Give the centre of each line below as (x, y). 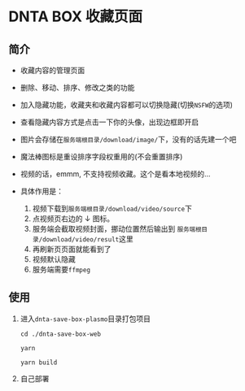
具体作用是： (42, 191)
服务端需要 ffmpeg (61, 269)
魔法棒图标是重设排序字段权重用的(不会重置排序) (101, 156)
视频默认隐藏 (54, 259)
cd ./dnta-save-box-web (61, 334)
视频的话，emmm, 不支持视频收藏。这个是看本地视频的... (115, 174)
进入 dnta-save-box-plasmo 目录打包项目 (85, 319)
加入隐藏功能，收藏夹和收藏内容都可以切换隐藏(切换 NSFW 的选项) (127, 105)
